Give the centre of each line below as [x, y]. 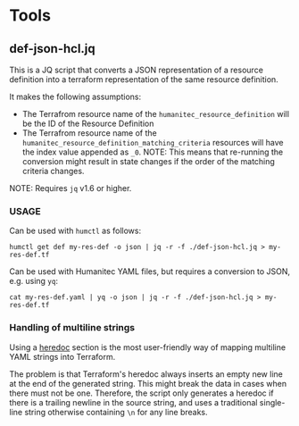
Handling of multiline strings [72, 328]
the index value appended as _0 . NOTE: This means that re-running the [153, 152]
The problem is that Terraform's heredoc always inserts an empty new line [146, 374]
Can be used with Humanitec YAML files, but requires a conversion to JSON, [150, 271]
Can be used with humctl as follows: [75, 231]
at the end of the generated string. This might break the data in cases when [148, 383]
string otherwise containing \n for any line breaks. [116, 412]
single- [272, 402]
